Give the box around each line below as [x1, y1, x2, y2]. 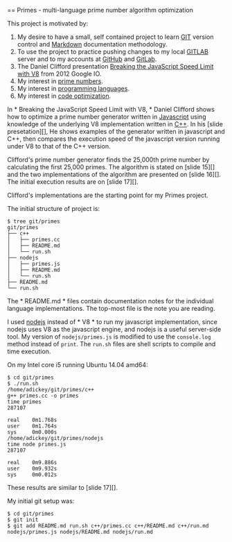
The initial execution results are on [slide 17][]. [7, 178, 139, 186]
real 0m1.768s [7, 416, 57, 423]
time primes [7, 398, 42, 405]
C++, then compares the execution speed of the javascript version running [7, 135, 220, 143]
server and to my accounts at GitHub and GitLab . [17, 55, 157, 63]
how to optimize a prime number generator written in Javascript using [7, 112, 206, 121]
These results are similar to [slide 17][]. [7, 484, 118, 491]
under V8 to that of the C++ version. [7, 142, 111, 150]
